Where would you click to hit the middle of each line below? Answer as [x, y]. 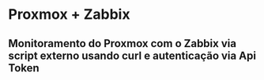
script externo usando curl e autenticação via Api [132, 55]
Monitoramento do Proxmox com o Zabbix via [123, 44]
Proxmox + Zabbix [69, 15]
